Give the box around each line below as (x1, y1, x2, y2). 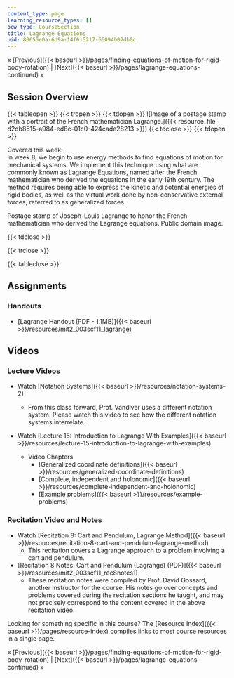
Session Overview (7, 91, 89, 103)
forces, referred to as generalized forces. (7, 197, 126, 206)
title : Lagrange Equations (7, 30, 86, 37)
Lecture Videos (7, 366, 61, 376)
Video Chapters (27, 452, 74, 461)
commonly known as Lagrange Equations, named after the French (7, 168, 198, 176)
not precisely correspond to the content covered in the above (27, 598, 205, 606)
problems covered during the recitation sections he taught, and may (27, 591, 224, 599)
